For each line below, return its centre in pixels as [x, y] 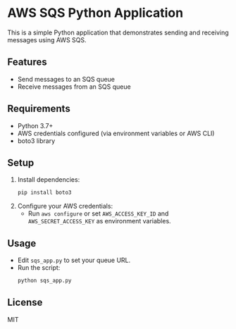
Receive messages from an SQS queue [74, 87]
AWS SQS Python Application [95, 13]
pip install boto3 [44, 193]
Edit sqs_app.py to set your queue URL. [74, 260]
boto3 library [36, 141]
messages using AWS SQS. [47, 39]
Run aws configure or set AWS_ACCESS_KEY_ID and [98, 213]
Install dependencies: [49, 180]
